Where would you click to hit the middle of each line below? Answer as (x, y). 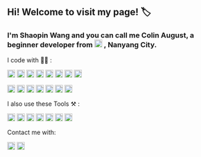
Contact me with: (32, 132)
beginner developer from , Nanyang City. (82, 45)
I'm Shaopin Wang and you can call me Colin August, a (101, 35)
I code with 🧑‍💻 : (29, 60)
